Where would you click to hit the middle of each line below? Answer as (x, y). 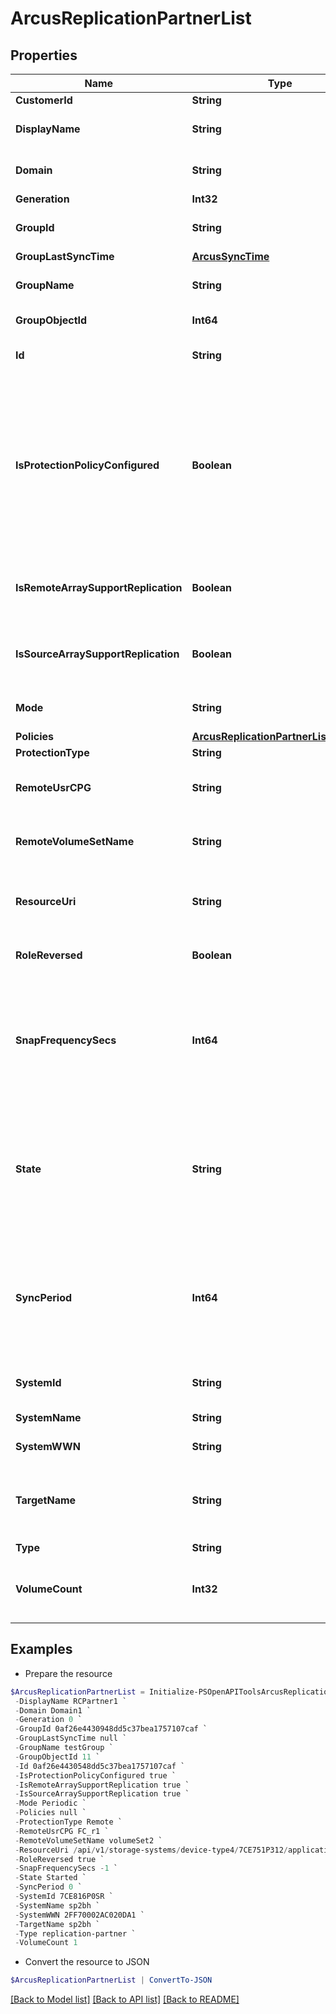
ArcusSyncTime (230, 256)
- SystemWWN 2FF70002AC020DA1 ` (79, 1915)
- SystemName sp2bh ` (57, 1905)
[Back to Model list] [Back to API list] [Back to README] (125, 1999)
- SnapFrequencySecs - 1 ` (66, 1868)
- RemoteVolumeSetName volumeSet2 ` (88, 1840)
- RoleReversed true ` (59, 1859)
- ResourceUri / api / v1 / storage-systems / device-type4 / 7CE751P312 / (151, 1850)
